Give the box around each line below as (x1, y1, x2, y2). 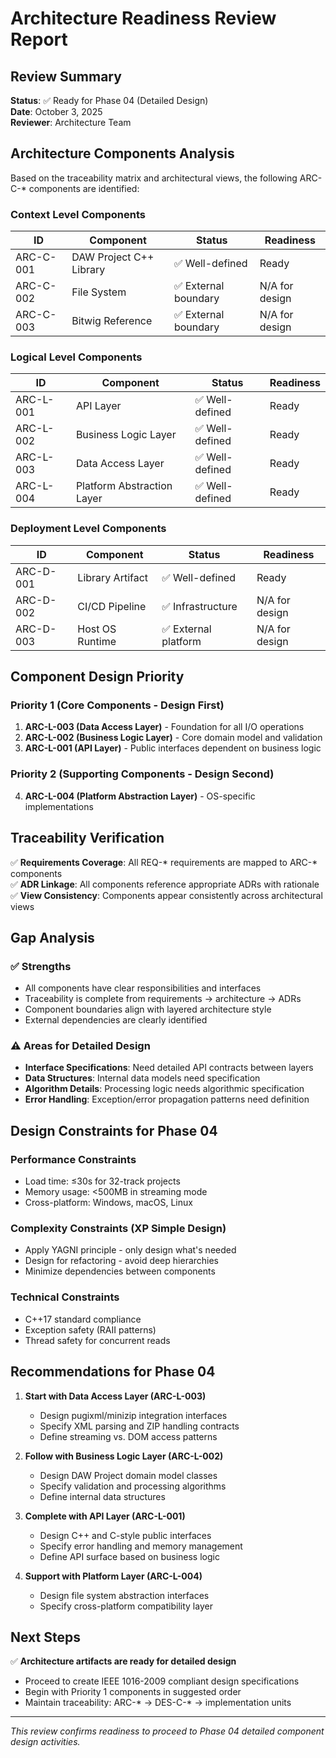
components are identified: (28, 182, 140, 194)
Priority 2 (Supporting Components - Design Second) (10, 767, 275, 781)
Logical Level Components (10, 350, 143, 364)
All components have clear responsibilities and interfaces (24, 982, 262, 994)
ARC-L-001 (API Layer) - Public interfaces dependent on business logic (24, 742, 322, 754)
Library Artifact (77, 570, 149, 584)
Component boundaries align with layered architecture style (24, 1003, 272, 1016)
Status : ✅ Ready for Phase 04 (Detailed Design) (10, 95, 209, 106)
